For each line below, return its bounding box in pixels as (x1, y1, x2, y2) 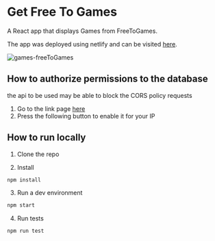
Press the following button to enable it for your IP (16, 112, 155, 120)
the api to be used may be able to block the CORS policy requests (7, 91, 193, 99)
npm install (7, 176, 41, 183)
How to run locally (7, 131, 86, 144)
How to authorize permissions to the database (7, 73, 208, 85)
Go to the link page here (16, 104, 86, 113)
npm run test (7, 227, 45, 235)
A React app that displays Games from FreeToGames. (7, 27, 157, 35)
